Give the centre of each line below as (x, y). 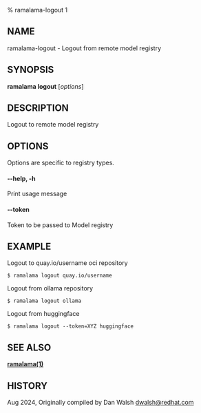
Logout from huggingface (43, 314)
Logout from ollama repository (50, 288)
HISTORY (28, 386)
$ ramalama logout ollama (44, 301)
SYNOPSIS (31, 70)
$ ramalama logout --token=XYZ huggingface (71, 326)
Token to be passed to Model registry (60, 225)
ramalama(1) (25, 364)
